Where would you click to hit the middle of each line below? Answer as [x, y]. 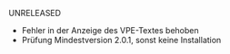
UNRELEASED [35, 13]
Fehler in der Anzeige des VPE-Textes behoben [110, 30]
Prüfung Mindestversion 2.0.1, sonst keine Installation [121, 40]
